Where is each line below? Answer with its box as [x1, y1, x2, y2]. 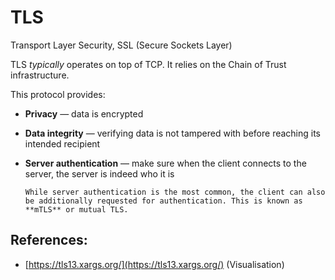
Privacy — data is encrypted [24, 107, 144, 120]
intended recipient [24, 137, 101, 150]
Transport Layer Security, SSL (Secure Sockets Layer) [10, 39, 233, 51]
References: [10, 232, 88, 249]
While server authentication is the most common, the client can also [24, 187, 326, 197]
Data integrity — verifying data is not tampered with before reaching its [24, 127, 322, 139]
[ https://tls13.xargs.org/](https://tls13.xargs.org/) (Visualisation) [24, 258, 285, 270]
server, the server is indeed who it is [24, 167, 175, 180]
